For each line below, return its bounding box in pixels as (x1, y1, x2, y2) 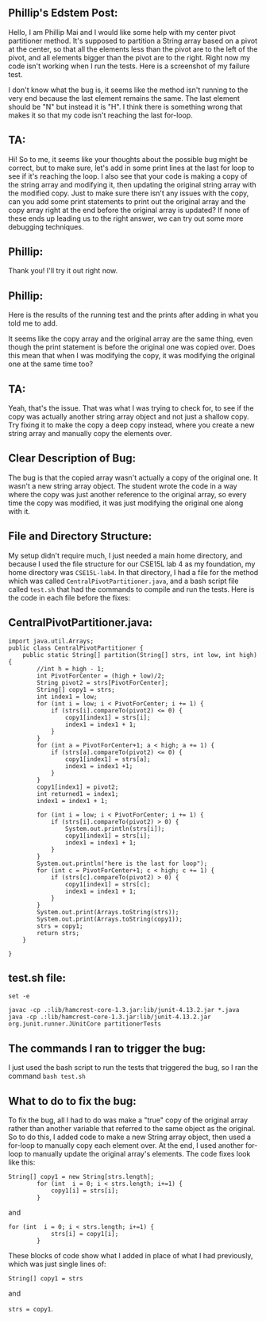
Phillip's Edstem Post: (8, 6, 118, 20)
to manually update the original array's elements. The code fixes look (24, 1149, 251, 1158)
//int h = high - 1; (37, 665, 105, 673)
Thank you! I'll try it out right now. (8, 266, 118, 276)
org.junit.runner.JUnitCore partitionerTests (8, 1020, 161, 1028)
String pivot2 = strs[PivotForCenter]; (37, 678, 169, 686)
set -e (8, 992, 30, 1000)
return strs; (37, 929, 80, 937)
